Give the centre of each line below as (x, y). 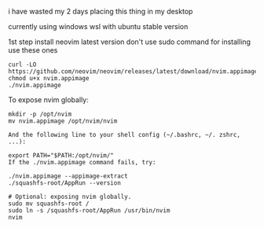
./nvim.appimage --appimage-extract (68, 176)
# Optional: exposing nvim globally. (70, 197)
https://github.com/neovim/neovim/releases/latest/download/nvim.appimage (133, 72)
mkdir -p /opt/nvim (40, 114)
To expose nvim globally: (48, 100)
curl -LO (22, 64)
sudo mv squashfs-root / (49, 204)
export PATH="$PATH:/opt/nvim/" (61, 156)
